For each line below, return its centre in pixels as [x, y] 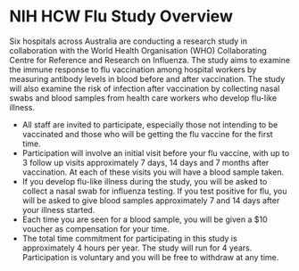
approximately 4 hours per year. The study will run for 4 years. [137, 248]
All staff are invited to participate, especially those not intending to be [150, 124]
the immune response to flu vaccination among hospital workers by [133, 70]
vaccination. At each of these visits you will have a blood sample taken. [153, 172]
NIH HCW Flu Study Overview [121, 16]
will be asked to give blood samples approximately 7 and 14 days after [151, 200]
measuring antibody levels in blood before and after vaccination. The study [147, 78]
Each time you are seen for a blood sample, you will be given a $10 [145, 219]
